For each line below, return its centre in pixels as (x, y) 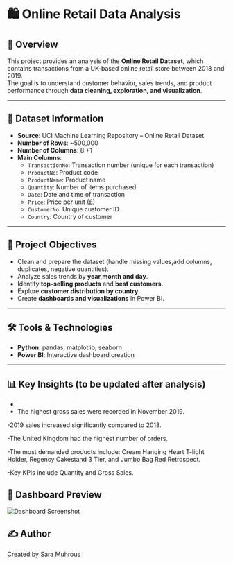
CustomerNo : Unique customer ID (74, 209)
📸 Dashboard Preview (54, 495)
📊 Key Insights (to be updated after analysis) (106, 384)
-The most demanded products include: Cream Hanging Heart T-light (106, 452)
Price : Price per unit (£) (61, 202)
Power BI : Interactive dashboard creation (76, 355)
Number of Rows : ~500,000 (58, 143)
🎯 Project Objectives (52, 245)
